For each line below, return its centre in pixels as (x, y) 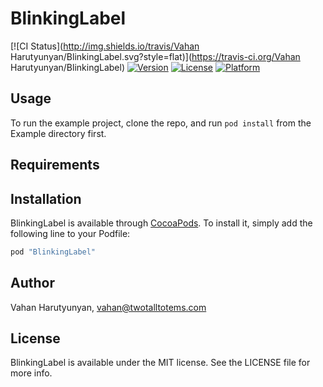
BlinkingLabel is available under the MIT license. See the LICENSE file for (160, 363)
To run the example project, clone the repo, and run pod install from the (161, 123)
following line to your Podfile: (70, 233)
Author (32, 283)
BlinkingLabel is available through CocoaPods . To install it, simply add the (161, 223)
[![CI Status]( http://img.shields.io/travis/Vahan (105, 46)
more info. (31, 373)
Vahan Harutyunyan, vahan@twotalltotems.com (108, 307)
